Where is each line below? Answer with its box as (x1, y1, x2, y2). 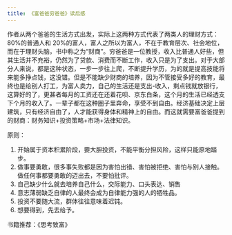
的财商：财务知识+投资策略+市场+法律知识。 (7, 116, 135, 124)
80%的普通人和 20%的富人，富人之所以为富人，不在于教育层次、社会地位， (7, 39, 224, 47)
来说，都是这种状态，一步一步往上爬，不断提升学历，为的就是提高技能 (19, 64, 219, 72)
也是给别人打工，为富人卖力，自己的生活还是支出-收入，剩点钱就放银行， (12, 81, 222, 90)
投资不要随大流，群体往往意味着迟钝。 (17, 197, 126, 205)
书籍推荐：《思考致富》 (7, 220, 71, 228)
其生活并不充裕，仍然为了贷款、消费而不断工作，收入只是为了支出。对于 (7, 56, 213, 64)
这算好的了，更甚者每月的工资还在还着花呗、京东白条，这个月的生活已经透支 (7, 90, 225, 99)
